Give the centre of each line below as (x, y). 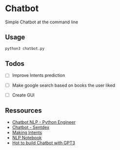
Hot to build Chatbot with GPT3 (44, 143)
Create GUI (23, 95)
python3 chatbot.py (25, 48)
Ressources (24, 111)
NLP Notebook (27, 138)
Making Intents (27, 132)
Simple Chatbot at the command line (42, 22)
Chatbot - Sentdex (31, 128)
